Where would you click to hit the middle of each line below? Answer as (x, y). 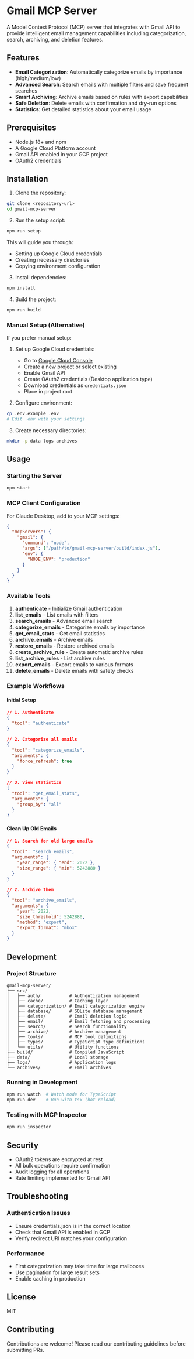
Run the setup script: (40, 220)
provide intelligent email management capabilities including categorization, (96, 33)
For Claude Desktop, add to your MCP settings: (63, 516)
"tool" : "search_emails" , (43, 852)
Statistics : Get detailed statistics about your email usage (83, 109)
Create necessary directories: (51, 430)
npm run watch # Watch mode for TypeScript (61, 1094)
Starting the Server (34, 475)
